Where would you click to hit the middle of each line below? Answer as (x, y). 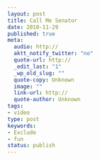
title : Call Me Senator (43, 21)
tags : (15, 106)
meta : (15, 40)
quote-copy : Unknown (44, 80)
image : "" (28, 86)
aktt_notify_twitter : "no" (54, 54)
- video (19, 113)
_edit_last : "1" (38, 67)
